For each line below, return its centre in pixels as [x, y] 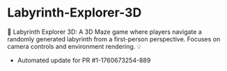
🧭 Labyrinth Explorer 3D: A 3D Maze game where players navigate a [104, 32]
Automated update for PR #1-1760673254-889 [84, 60]
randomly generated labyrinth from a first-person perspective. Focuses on [114, 39]
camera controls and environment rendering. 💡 [74, 46]
